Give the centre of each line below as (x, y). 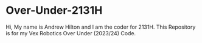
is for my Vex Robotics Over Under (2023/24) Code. (71, 33)
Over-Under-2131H (54, 10)
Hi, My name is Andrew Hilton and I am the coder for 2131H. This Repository (101, 27)
